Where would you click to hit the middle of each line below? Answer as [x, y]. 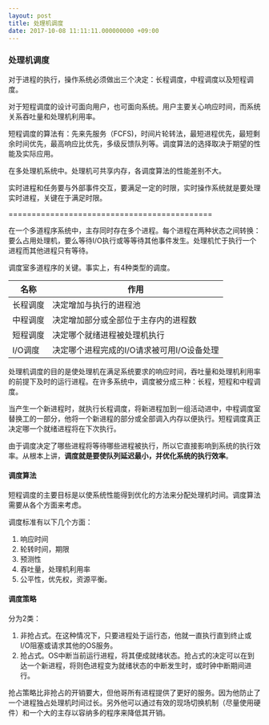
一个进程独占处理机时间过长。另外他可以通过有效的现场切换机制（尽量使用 [131, 703]
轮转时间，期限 [44, 549]
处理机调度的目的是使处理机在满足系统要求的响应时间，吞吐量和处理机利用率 [134, 371]
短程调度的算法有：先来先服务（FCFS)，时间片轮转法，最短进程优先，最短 [131, 133]
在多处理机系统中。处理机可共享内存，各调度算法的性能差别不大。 [117, 170]
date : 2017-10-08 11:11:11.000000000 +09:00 [84, 31]
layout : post [30, 16]
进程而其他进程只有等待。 [50, 250]
